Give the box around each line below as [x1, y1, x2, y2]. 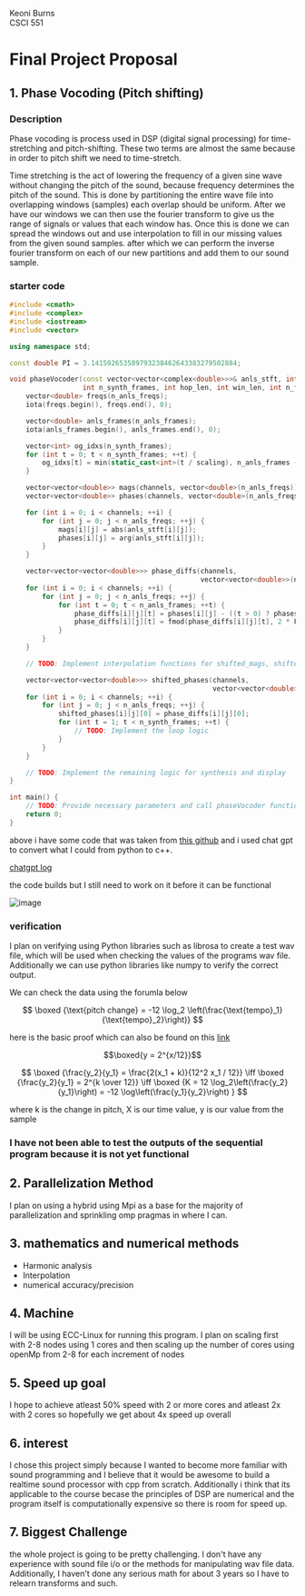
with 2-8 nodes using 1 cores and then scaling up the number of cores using [9, 1340, 295, 1351]
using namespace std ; [9, 342, 92, 351]
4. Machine [9, 1306, 74, 1322]
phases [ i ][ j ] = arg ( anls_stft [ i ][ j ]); [57, 534, 205, 543]
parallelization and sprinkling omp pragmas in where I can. [9, 1209, 229, 1221]
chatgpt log [9, 862, 53, 873]
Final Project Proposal [9, 49, 178, 70]
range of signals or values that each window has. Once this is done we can [9, 218, 290, 229]
